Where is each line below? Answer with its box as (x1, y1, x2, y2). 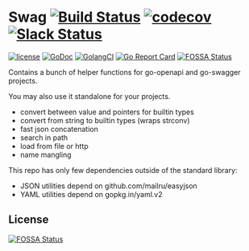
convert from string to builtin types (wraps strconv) (19, 115, 191, 125)
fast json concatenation (19, 124, 98, 134)
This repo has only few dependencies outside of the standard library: (8, 165, 238, 175)
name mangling (19, 150, 72, 159)
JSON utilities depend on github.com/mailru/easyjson (19, 181, 197, 191)
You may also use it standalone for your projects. (8, 91, 171, 101)
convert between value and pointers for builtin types (19, 107, 195, 117)
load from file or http (19, 141, 89, 150)
